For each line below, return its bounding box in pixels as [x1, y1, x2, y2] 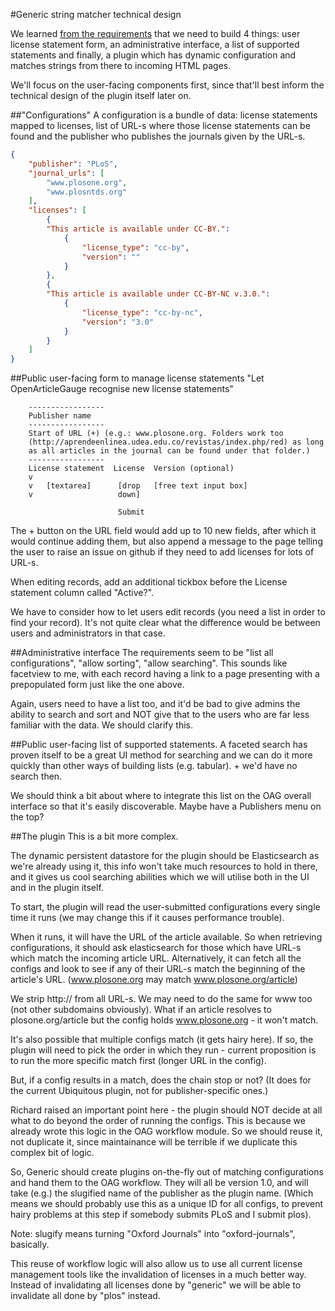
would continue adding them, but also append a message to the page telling [10, 535, 323, 548]
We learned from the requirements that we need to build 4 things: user [10, 28, 301, 39]
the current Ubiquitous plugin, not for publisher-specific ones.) [10, 1085, 269, 1097]
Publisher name [28, 411, 92, 421]
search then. [10, 770, 63, 783]
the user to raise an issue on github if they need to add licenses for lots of [10, 546, 315, 558]
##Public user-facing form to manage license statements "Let [10, 372, 265, 384]
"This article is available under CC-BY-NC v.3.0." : [46, 289, 271, 299]
